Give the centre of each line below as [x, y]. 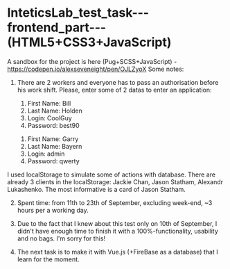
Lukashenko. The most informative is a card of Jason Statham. [96, 189]
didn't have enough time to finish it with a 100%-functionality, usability [117, 231]
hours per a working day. [53, 210]
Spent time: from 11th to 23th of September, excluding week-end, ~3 [115, 202]
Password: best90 [53, 125]
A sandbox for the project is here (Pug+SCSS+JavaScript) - [92, 61]
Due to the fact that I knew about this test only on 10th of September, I [117, 223]
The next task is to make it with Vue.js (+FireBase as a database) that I [117, 252]
